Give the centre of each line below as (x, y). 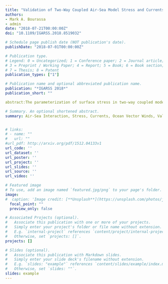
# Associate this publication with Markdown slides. (63, 255)
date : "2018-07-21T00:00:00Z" (37, 29)
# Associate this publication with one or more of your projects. (78, 222)
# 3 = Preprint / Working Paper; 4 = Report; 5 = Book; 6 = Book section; (85, 65)
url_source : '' (21, 171)
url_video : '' (20, 176)
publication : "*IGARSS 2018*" (37, 88)
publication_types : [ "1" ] (32, 75)
